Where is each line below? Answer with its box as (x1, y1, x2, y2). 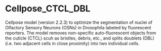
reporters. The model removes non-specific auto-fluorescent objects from (5, 30, 157, 36)
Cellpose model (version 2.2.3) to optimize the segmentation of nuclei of (5, 19, 153, 25)
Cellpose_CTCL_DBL (5, 3, 90, 14)
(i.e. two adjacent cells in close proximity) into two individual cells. (5, 40, 140, 46)
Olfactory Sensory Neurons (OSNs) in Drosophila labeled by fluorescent (5, 24, 152, 30)
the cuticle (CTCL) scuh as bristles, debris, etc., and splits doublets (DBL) (5, 35, 155, 41)
